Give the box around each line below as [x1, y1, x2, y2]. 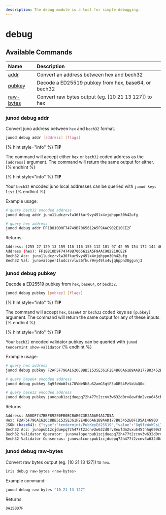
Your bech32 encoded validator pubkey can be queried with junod [5, 339, 137, 344]
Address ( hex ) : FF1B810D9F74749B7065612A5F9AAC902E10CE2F [5, 249, 127, 254]
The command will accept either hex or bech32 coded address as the [5, 154, 144, 160]
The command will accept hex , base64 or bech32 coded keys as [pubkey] [5, 309, 151, 315]
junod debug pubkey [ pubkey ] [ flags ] [5, 291, 83, 296]
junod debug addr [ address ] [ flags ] [5, 135, 81, 140]
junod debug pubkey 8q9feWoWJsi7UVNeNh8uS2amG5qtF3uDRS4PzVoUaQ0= [5, 381, 145, 386]
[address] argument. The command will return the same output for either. [5, 159, 155, 165]
